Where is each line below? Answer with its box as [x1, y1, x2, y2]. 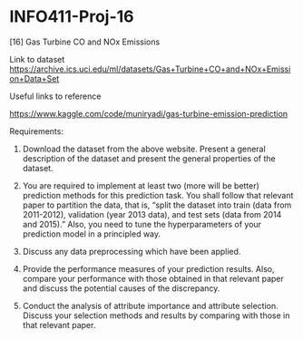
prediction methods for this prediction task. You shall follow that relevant [22, 189, 294, 200]
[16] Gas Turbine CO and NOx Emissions [9, 36, 161, 47]
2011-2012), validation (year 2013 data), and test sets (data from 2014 [22, 208, 282, 219]
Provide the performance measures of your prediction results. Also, [22, 263, 275, 274]
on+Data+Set [9, 73, 60, 83]
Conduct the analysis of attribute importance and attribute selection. [22, 300, 279, 311]
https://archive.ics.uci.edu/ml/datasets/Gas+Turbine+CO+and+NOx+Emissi [9, 63, 291, 74]
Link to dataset [9, 53, 65, 64]
